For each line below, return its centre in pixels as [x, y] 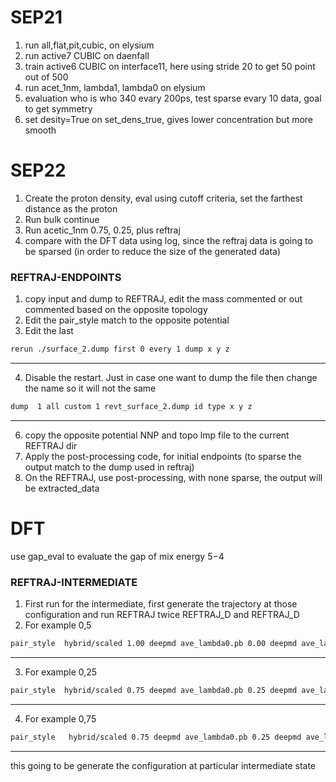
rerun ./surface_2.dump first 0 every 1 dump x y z [120, 349]
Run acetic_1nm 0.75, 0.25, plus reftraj [102, 230]
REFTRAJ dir [51, 445]
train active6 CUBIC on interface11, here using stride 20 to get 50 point [170, 66]
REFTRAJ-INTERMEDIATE [74, 582]
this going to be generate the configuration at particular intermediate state [163, 765]
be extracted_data [62, 488]
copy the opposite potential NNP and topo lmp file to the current [157, 435]
